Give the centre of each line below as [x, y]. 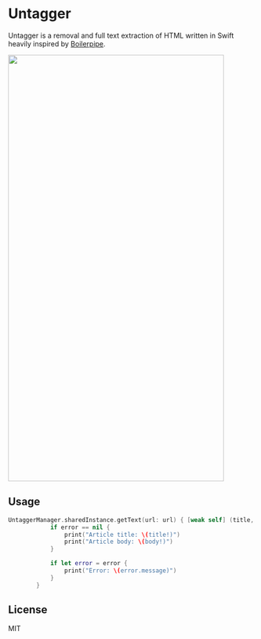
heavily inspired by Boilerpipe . [57, 43]
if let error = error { [89, 564]
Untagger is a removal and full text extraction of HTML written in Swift [121, 35]
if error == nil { [80, 527]
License [28, 610]
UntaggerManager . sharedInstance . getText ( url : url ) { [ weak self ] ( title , [131, 520]
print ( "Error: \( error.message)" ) [120, 571]
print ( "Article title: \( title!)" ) [122, 534]
